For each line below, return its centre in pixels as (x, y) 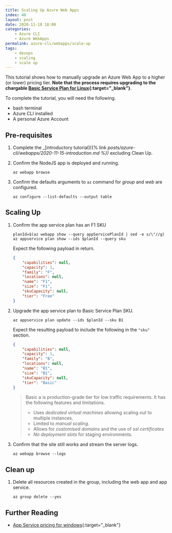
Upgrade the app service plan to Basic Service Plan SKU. (73, 310)
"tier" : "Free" (39, 296)
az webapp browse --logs (39, 454)
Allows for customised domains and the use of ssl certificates (99, 429)
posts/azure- (121, 148)
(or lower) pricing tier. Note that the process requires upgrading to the (81, 83)
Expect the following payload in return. (54, 248)
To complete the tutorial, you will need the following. (61, 98)
